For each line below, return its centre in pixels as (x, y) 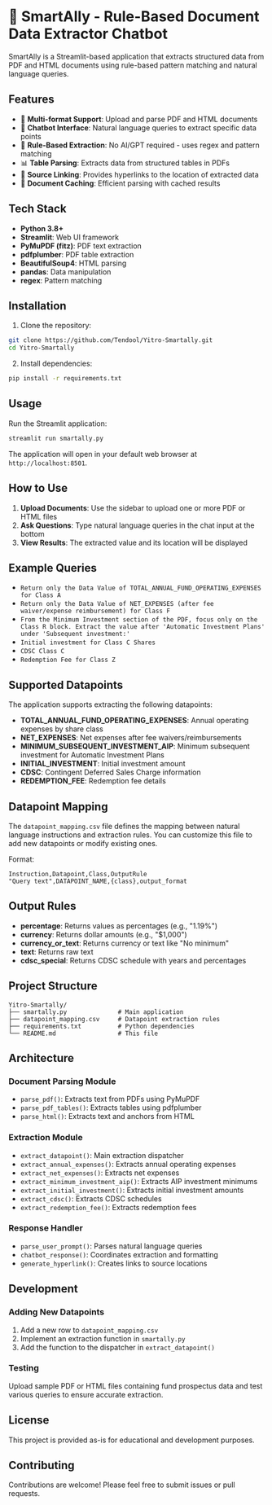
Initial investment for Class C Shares (88, 643)
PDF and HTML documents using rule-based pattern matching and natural (133, 65)
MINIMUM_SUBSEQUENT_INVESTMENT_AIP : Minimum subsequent (135, 746)
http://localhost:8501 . (48, 463)
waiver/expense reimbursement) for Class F (95, 611)
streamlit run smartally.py (56, 438)
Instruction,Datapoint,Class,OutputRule (78, 874)
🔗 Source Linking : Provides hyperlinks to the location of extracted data (139, 174)
